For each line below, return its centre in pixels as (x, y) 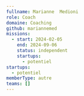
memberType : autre (29, 78)
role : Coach (21, 17)
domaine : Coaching (29, 23)
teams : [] (18, 84)
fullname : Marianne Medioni (42, 12)
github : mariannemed (32, 28)
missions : (18, 34)
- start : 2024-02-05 (37, 39)
